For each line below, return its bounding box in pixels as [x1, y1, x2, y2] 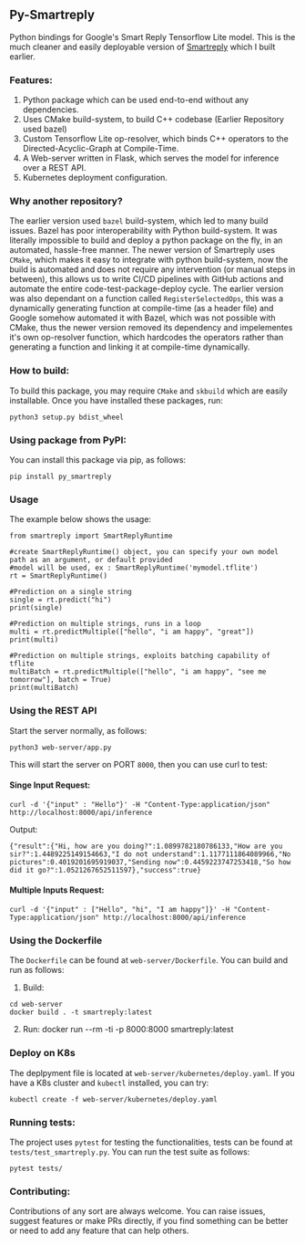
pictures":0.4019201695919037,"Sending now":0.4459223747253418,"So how [9, 857, 291, 866]
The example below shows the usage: [9, 514, 152, 525]
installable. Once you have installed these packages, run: [9, 394, 223, 405]
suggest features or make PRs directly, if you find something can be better [9, 1216, 289, 1227]
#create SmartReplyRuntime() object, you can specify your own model [9, 548, 280, 557]
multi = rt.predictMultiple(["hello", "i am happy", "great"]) [9, 627, 255, 637]
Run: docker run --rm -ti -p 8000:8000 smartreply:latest [22, 1024, 234, 1035]
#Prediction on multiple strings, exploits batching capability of [9, 652, 271, 661]
